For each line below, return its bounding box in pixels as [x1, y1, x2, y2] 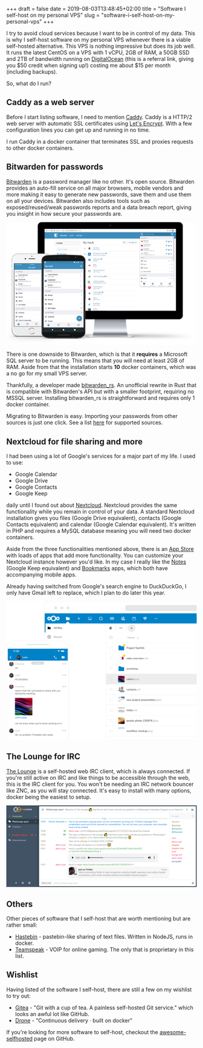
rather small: [6, 921, 37, 929]
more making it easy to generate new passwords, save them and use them [6, 190, 192, 198]
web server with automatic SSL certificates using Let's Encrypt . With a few [6, 120, 192, 127]
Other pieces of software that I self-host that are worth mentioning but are [6, 915, 191, 922]
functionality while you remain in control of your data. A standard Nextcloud [6, 508, 195, 515]
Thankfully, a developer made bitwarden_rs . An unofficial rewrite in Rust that [6, 382, 197, 389]
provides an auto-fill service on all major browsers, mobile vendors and [6, 184, 184, 191]
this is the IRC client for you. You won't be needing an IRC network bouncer [6, 780, 195, 788]
